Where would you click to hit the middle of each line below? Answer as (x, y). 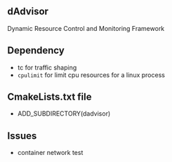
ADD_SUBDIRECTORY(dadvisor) (64, 114)
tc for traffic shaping (47, 67)
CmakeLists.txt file (50, 97)
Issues (22, 136)
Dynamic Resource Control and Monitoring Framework (86, 28)
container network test (50, 153)
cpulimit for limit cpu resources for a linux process (91, 75)
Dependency (36, 51)
